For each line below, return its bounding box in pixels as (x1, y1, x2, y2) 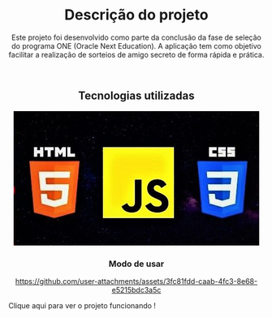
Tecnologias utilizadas (78, 89, 195, 103)
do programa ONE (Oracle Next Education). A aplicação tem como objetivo (11, 41, 261, 50)
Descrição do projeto (64, 6, 209, 24)
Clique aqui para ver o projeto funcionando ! (8, 301, 157, 311)
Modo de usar (108, 258, 165, 269)
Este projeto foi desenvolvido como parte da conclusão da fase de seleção (11, 32, 261, 42)
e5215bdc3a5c (111, 286, 162, 295)
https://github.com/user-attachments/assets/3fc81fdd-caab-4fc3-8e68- (15, 277, 258, 286)
